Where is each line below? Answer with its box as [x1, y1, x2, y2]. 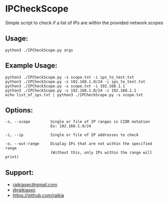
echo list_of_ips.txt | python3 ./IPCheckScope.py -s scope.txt [5, 92, 143, 97]
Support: [5, 168, 34, 177]
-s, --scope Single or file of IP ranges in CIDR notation [5, 119, 150, 124]
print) [5, 155, 19, 160]
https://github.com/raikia [12, 192, 65, 198]
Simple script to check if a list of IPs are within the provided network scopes [5, 20, 163, 26]
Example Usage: [5, 61, 58, 70]
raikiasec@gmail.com [12, 182, 58, 188]
